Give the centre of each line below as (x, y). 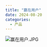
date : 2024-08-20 (24, 15)
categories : (18, 19)
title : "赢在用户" (24, 10)
